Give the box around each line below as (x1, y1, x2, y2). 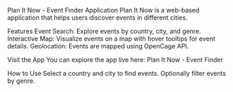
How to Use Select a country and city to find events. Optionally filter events (7, 70, 227, 77)
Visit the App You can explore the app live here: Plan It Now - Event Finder (7, 55, 224, 64)
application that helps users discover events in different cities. (7, 13, 188, 22)
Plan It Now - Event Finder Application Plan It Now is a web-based (7, 6, 200, 14)
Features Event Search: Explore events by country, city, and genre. (7, 27, 201, 35)
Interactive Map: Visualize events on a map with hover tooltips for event (7, 34, 215, 43)
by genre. (7, 77, 35, 85)
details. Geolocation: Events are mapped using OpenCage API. (7, 42, 189, 50)
